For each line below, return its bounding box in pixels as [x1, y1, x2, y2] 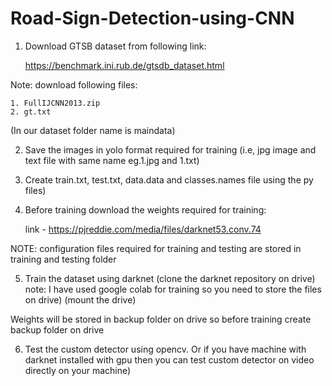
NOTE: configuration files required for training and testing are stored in [10, 242, 302, 254]
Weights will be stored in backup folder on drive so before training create [10, 313, 312, 325]
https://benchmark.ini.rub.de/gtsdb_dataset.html [24, 59, 225, 71]
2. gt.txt [10, 107, 52, 117]
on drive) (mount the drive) [24, 293, 137, 306]
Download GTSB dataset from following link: [24, 40, 207, 52]
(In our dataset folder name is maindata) [10, 124, 176, 136]
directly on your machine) [24, 364, 132, 376]
